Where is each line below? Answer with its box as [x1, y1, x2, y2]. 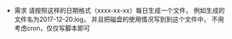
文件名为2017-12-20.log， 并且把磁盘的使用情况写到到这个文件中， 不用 [14, 15, 224, 23]
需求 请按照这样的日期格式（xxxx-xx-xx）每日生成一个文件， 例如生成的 [14, 6, 226, 14]
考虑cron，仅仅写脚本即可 [14, 24, 90, 32]
